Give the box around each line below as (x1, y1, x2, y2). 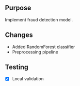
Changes (5, 31, 33, 39)
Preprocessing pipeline (12, 49, 58, 55)
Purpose (5, 4, 32, 12)
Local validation (12, 76, 44, 82)
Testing (5, 63, 29, 71)
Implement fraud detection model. (5, 17, 73, 22)
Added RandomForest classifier (12, 44, 75, 50)
